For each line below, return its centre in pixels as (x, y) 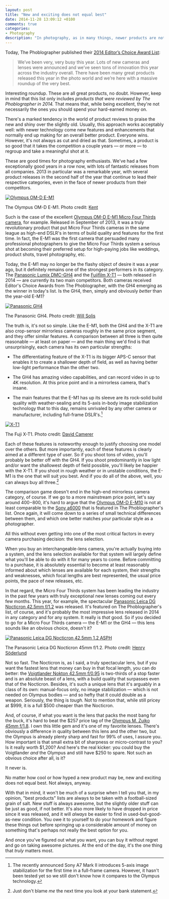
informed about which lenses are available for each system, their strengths (83, 570)
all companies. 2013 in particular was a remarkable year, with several (77, 171)
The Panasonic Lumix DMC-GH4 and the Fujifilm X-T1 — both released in (81, 274)
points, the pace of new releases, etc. (44, 581)
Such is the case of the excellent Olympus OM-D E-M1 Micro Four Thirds (80, 217)
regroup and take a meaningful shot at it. (47, 151)
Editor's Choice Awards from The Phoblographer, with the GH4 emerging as (84, 286)
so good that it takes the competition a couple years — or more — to (76, 146)
